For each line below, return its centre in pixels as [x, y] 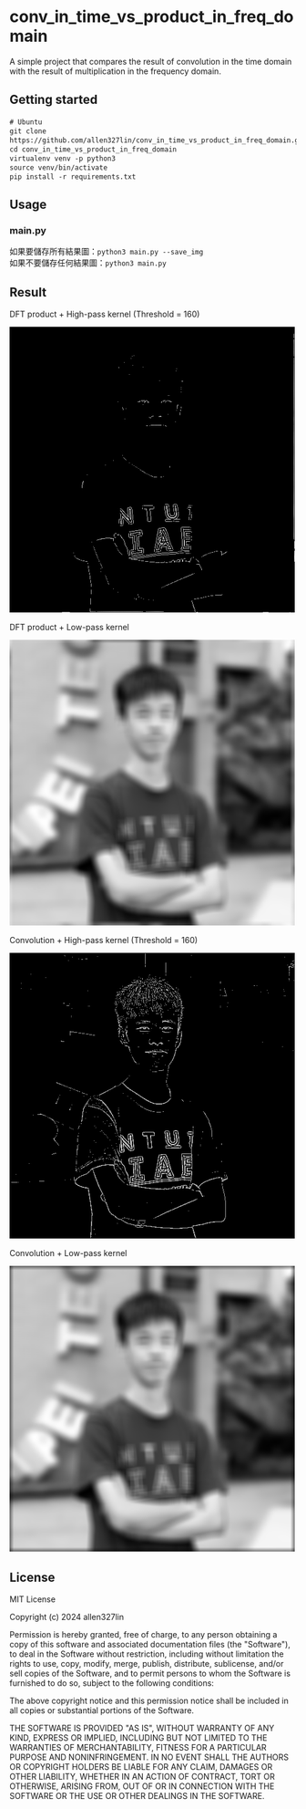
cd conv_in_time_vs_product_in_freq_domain [93, 149]
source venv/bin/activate [58, 167]
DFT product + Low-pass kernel [69, 628]
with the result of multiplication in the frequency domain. [115, 71]
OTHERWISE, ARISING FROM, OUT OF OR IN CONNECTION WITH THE [142, 1786]
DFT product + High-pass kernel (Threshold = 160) [105, 314]
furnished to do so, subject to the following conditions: [112, 1683]
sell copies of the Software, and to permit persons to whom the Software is [150, 1674]
